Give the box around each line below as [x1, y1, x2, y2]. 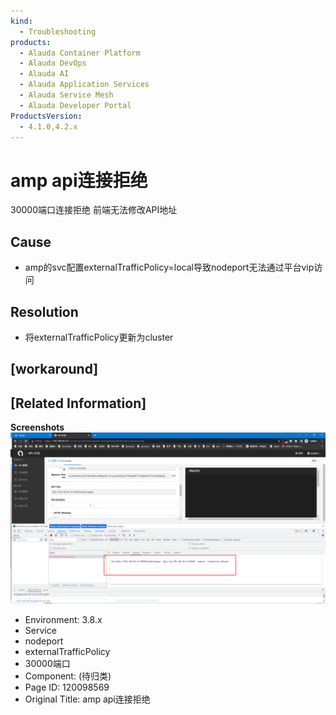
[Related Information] [10, 395, 147, 412]
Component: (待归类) [24, 670, 112, 682]
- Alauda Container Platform [19, 48, 141, 58]
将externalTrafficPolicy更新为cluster [24, 331, 174, 343]
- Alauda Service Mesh [19, 90, 114, 100]
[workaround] [10, 361, 99, 378]
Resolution [10, 303, 79, 320]
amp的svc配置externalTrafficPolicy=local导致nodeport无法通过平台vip [24, 261, 315, 274]
